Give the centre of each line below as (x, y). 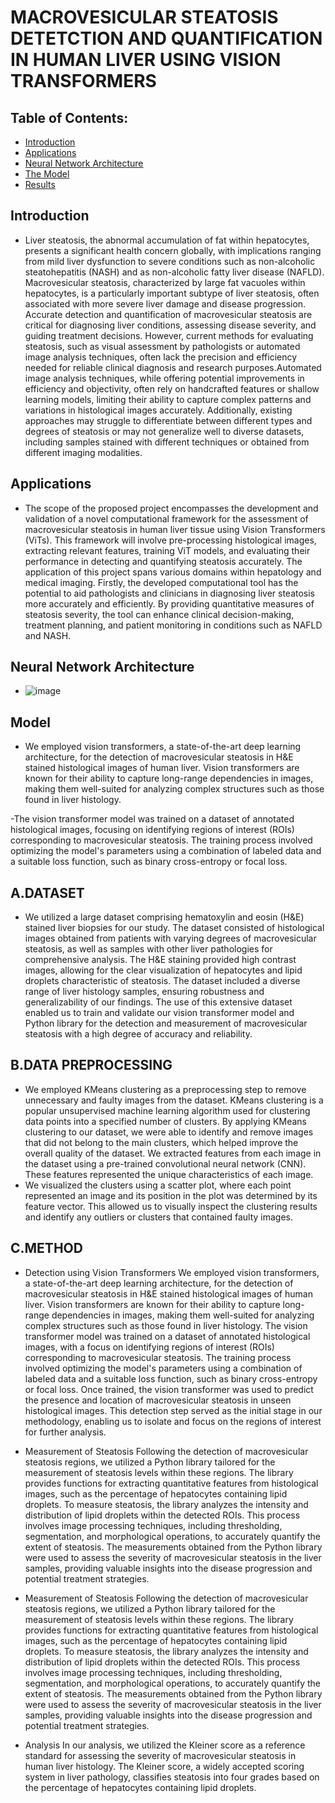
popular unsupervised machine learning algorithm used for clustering (167, 1110)
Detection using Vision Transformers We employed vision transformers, (172, 1272)
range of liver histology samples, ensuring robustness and (144, 992)
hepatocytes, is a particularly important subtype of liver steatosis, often (172, 293)
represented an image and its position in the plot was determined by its (171, 1195)
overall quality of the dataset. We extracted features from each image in (173, 1153)
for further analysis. (65, 1432)
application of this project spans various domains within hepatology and (173, 572)
